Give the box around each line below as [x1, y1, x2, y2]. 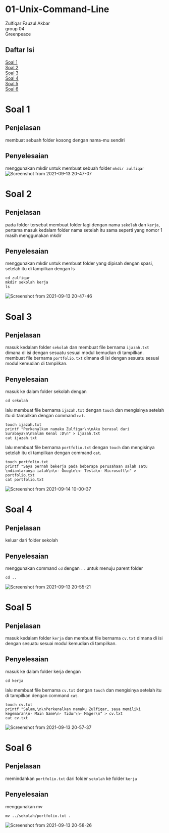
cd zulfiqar [5, 275, 30, 281]
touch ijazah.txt [5, 422, 42, 427]
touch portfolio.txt [5, 460, 49, 465]
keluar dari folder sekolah [5, 537, 58, 544]
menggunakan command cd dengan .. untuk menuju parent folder [5, 565, 143, 571]
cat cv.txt [5, 715, 28, 720]
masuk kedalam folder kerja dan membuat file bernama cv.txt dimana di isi [5, 635, 163, 641]
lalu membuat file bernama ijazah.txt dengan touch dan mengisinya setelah [5, 407, 164, 413]
